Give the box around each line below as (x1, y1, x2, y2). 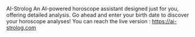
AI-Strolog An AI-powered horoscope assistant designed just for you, (6, 5, 179, 12)
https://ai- (151, 18, 177, 24)
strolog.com (6, 24, 36, 31)
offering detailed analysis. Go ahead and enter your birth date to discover (6, 11, 190, 18)
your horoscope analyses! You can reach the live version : (6, 18, 151, 24)
